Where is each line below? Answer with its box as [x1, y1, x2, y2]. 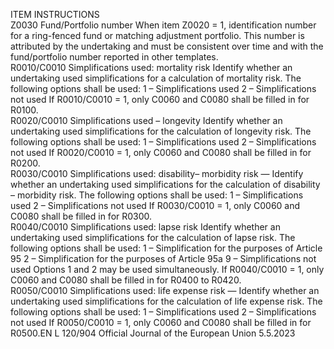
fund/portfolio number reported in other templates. [10, 51, 219, 63]
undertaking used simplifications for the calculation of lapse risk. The [10, 232, 296, 243]
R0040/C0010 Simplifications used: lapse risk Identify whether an [10, 221, 281, 233]
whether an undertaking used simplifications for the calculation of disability [10, 179, 321, 190]
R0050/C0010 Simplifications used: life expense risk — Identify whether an [10, 285, 320, 296]
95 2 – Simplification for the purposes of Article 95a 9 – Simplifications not [10, 253, 317, 264]
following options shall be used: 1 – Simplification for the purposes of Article [10, 242, 323, 254]
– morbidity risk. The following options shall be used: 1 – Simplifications [10, 189, 304, 201]
